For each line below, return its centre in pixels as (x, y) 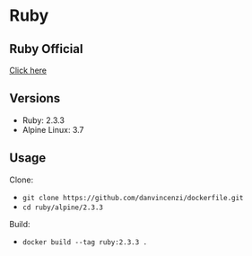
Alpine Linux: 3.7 (53, 129)
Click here (28, 70)
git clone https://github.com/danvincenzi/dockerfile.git (133, 198)
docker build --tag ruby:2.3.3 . (85, 242)
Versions (35, 98)
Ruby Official (46, 49)
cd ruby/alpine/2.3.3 (62, 207)
